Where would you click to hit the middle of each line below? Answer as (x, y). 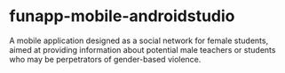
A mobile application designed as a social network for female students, (139, 40)
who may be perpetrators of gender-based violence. (105, 59)
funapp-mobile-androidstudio (122, 16)
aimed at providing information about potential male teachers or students (142, 49)
